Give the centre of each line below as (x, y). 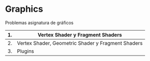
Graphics (24, 9)
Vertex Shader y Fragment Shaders (80, 34)
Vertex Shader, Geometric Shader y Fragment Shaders (80, 43)
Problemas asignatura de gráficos (39, 23)
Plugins (26, 51)
